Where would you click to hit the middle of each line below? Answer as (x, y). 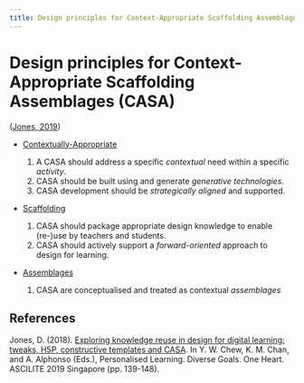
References (43, 318)
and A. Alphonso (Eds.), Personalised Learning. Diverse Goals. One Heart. (147, 359)
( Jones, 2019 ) (35, 126)
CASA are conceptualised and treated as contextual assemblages (158, 290)
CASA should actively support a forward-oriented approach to (152, 245)
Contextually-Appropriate (70, 144)
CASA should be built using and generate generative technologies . (160, 181)
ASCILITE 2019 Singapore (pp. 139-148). (85, 369)
